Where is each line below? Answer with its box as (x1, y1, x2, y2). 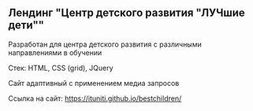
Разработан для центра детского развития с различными (8, 39, 203, 49)
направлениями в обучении (8, 47, 102, 57)
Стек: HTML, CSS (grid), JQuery (8, 63, 113, 72)
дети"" (8, 19, 45, 32)
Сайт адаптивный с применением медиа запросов (8, 78, 180, 87)
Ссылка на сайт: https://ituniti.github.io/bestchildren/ (8, 94, 182, 103)
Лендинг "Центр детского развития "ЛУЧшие (8, 6, 246, 20)
